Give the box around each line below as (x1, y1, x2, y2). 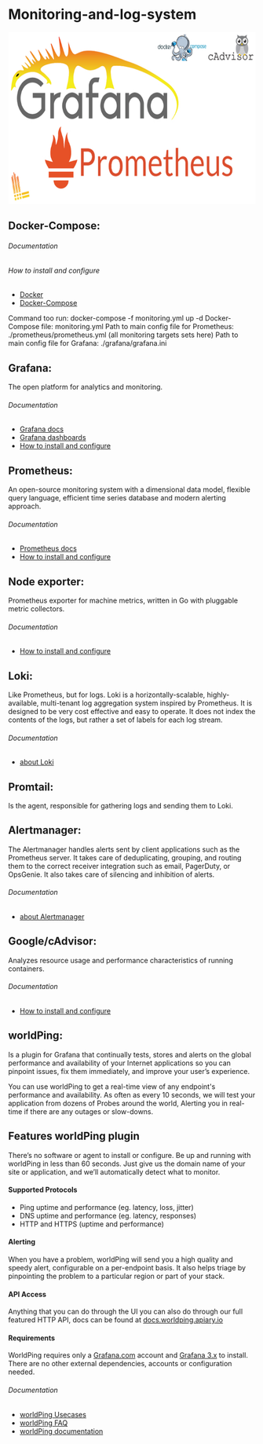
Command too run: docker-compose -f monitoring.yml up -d (8, 313, 204, 323)
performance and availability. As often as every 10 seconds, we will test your (8, 1090, 256, 1099)
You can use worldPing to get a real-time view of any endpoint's (8, 1082, 216, 1091)
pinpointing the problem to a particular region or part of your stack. (8, 1271, 225, 1281)
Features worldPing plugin (8, 1130, 140, 1143)
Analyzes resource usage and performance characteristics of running (8, 955, 233, 965)
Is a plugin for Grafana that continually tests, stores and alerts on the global (8, 1050, 251, 1059)
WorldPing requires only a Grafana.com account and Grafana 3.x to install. (8, 1351, 249, 1360)
